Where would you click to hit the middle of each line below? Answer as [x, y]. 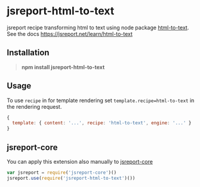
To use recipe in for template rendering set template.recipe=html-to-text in [101, 100]
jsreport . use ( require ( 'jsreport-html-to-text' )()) [71, 178]
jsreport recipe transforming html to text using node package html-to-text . [98, 27]
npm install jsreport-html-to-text [63, 67]
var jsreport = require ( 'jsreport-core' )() [62, 173]
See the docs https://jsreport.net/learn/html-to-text [70, 33]
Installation [28, 53]
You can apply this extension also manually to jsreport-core [80, 162]
